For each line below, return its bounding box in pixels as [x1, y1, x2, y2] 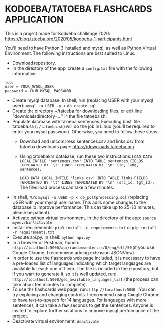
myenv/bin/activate [12, 220, 53, 225]
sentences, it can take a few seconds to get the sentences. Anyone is [12, 302, 154, 308]
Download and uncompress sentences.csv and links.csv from [19, 138, 145, 144]
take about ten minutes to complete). [12, 281, 87, 287]
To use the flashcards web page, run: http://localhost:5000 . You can [12, 287, 156, 292]
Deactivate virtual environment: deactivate [12, 318, 99, 324]
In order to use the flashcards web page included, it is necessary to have [12, 255, 161, 261]
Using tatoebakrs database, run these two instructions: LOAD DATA [19, 153, 153, 159]
